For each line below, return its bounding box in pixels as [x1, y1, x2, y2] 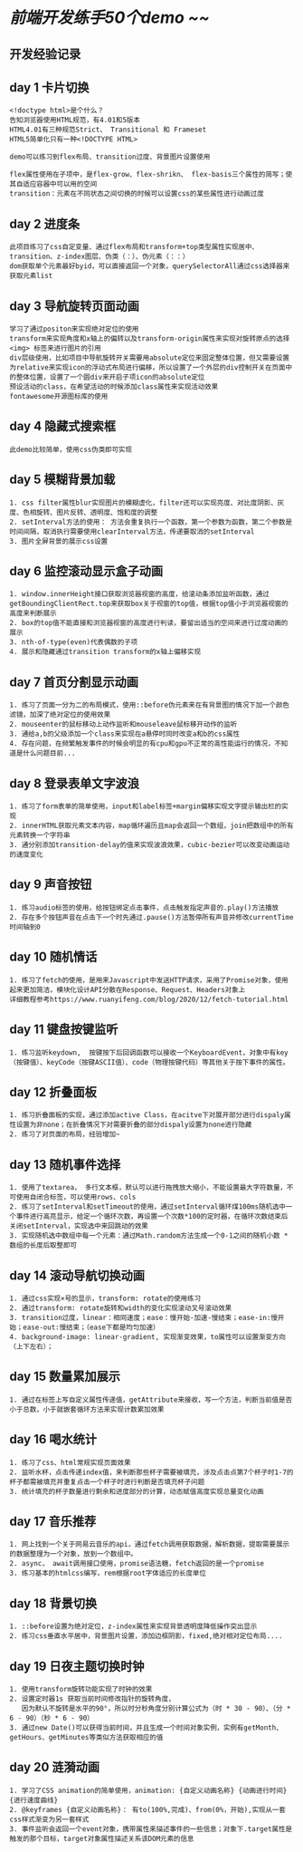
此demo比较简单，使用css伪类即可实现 [9, 445, 133, 454]
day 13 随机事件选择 [9, 1156, 121, 1172]
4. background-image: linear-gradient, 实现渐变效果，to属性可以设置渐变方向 [9, 1332, 287, 1341]
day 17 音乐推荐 [9, 1513, 97, 1529]
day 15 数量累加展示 [9, 1369, 120, 1384]
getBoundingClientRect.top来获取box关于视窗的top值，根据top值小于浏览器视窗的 [9, 599, 289, 609]
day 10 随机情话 [9, 950, 98, 965]
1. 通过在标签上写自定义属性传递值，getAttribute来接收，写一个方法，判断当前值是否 [9, 1395, 292, 1404]
